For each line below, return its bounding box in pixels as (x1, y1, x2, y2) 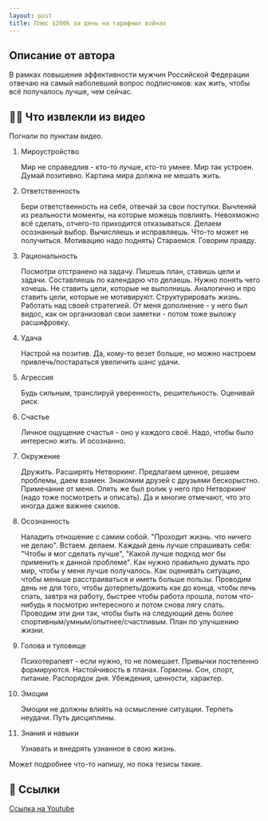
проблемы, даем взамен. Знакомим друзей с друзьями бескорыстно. (20, 476, 260, 485)
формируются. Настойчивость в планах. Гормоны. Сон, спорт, (20, 665, 235, 675)
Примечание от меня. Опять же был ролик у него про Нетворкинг (20, 484, 246, 494)
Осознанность (20, 516, 70, 526)
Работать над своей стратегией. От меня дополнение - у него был (20, 301, 248, 310)
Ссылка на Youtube (9, 803, 75, 813)
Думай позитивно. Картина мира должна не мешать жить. (20, 171, 222, 181)
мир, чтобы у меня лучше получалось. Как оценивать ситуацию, (20, 566, 242, 576)
